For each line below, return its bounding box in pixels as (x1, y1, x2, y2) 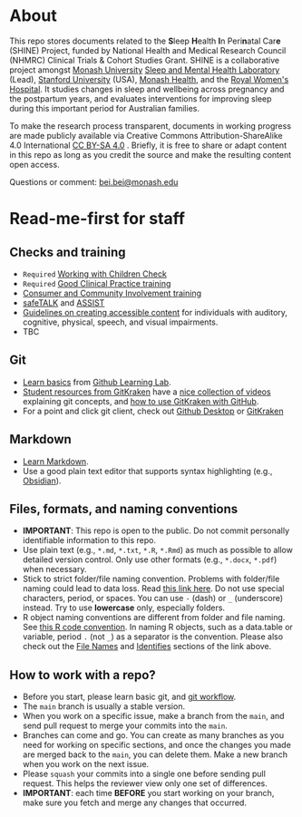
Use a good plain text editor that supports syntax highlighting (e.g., (22, 465, 273, 476)
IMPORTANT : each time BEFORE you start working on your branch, (22, 788, 275, 799)
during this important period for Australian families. (9, 102, 200, 113)
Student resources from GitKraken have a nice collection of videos (22, 386, 271, 397)
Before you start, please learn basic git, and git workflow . (22, 691, 237, 703)
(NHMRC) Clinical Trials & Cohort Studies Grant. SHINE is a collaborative (9, 54, 279, 65)
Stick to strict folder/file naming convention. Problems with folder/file (22, 573, 280, 585)
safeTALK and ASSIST (22, 297, 105, 308)
